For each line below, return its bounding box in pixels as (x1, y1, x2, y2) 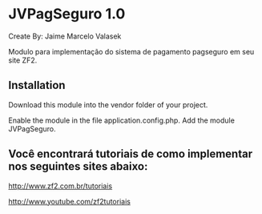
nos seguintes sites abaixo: (8, 159, 148, 173)
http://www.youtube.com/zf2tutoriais (8, 196, 131, 206)
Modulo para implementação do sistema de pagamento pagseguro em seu (8, 46, 255, 56)
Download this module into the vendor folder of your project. (8, 99, 208, 109)
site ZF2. (8, 55, 38, 65)
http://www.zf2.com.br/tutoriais (8, 181, 113, 191)
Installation (8, 79, 66, 92)
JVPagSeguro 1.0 (8, 5, 126, 23)
